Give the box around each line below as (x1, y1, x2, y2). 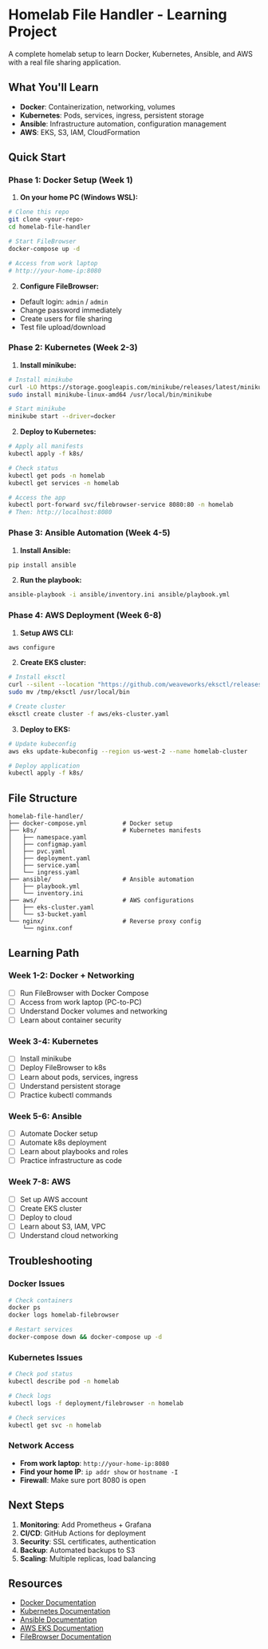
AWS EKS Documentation (19, 1623, 104, 1633)
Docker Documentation (19, 1598, 97, 1607)
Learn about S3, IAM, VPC (19, 1221, 106, 1231)
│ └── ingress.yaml (8, 869, 81, 877)
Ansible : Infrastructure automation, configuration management (19, 118, 227, 129)
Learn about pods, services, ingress (19, 1072, 139, 1081)
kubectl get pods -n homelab (8, 472, 105, 480)
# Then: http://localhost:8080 (8, 508, 112, 516)
